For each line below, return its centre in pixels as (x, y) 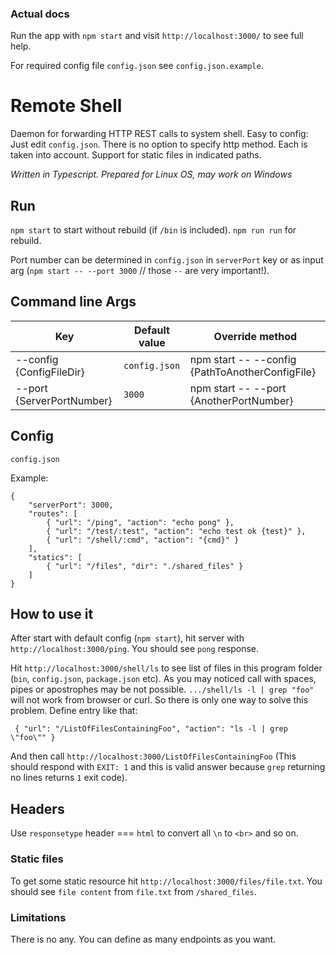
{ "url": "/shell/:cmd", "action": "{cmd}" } (143, 540)
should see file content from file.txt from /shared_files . (133, 891)
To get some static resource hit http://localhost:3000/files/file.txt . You (166, 881)
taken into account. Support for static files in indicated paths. (136, 155)
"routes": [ (53, 513)
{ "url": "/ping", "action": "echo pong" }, (140, 522)
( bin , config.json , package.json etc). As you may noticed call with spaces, (163, 679)
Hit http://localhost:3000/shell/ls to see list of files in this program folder (166, 668)
